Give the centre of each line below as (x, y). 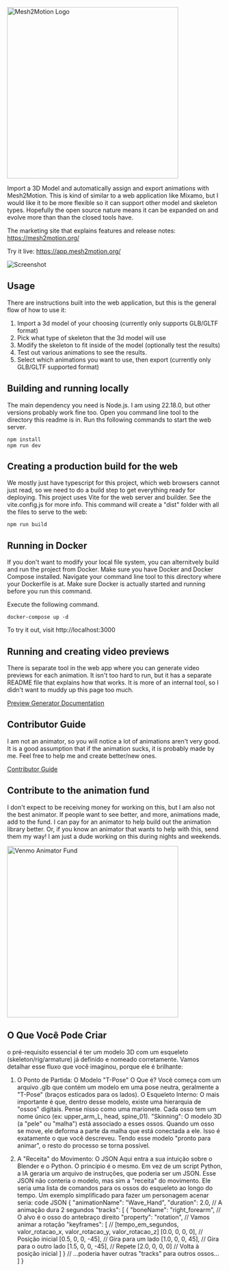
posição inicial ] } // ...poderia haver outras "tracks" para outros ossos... (118, 1253)
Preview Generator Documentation (56, 703)
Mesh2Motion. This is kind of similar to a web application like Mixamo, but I (113, 195)
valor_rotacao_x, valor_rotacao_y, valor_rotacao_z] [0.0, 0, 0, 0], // (110, 1231)
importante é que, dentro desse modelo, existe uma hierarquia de (109, 1102)
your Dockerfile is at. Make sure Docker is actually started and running (106, 584)
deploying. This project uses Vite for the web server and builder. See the (109, 497)
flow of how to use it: (37, 310)
